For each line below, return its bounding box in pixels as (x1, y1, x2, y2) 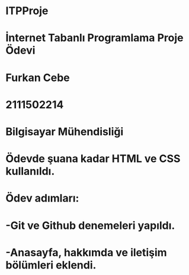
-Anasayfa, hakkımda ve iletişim (5, 245, 167, 259)
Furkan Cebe (5, 71, 71, 84)
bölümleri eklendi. (5, 258, 97, 271)
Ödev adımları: (5, 192, 79, 205)
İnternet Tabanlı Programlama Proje (5, 31, 184, 45)
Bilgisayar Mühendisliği (5, 125, 124, 138)
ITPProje (5, 4, 49, 18)
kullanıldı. (5, 164, 55, 178)
